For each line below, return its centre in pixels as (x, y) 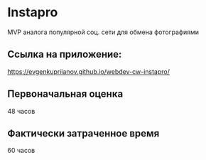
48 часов (21, 111)
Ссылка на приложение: (65, 54)
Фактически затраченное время (83, 133)
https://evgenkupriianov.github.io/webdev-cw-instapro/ (89, 71)
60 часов (21, 151)
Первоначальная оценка (65, 94)
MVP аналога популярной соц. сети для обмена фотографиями (103, 32)
